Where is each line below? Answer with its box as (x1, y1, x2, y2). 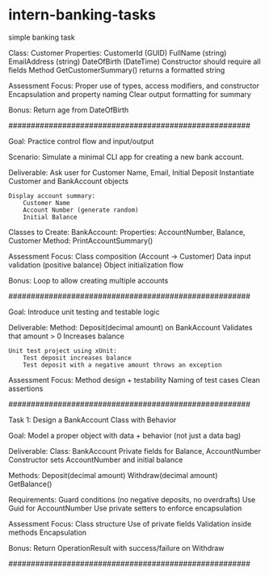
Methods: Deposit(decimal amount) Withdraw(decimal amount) (8, 470, 218, 480)
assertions (8, 384, 44, 393)
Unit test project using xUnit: (8, 346, 117, 355)
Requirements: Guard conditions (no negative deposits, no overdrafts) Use (8, 494, 256, 504)
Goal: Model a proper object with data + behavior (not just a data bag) (8, 430, 242, 440)
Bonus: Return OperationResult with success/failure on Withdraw (8, 543, 225, 552)
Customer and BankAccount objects (8, 176, 129, 186)
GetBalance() (8, 479, 53, 489)
